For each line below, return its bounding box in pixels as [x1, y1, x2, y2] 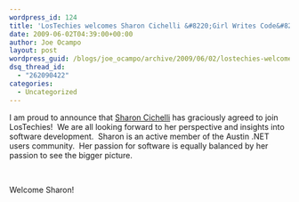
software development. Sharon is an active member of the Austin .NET [9, 131, 270, 141]
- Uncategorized [17, 87, 77, 96]
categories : [9, 79, 53, 88]
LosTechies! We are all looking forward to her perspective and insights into [9, 121, 285, 132]
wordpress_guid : [9, 54, 69, 63]
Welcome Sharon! [9, 184, 75, 195]
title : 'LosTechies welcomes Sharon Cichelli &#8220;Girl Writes [9, 21, 256, 30]
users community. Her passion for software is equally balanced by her [9, 140, 269, 151]
